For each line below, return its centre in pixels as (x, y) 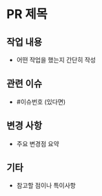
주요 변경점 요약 (38, 143)
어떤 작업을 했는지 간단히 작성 (56, 60)
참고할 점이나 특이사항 (46, 186)
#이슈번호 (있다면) (41, 102)
